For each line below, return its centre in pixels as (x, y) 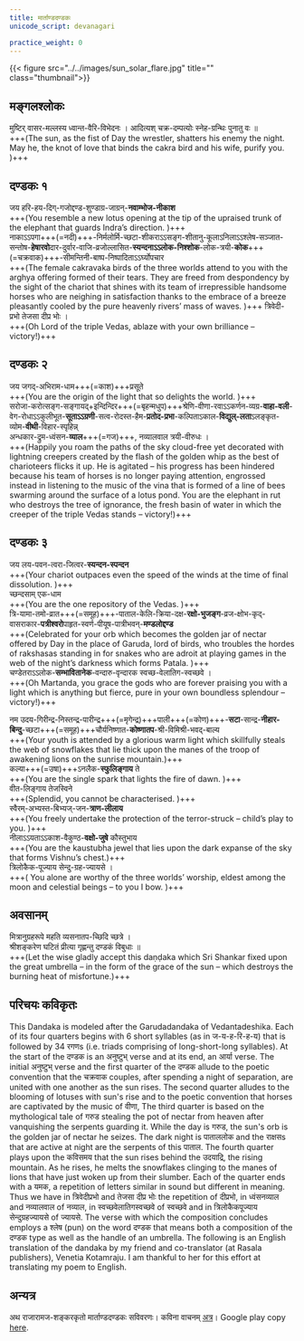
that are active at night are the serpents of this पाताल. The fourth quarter (142, 1147)
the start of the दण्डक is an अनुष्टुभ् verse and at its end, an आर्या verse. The (142, 1057)
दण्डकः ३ (28, 542)
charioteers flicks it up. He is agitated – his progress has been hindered (142, 466)
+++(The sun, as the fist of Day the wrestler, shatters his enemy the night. (147, 138)
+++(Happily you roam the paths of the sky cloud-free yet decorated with (147, 447)
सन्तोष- (20, 247)
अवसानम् (28, 915)
